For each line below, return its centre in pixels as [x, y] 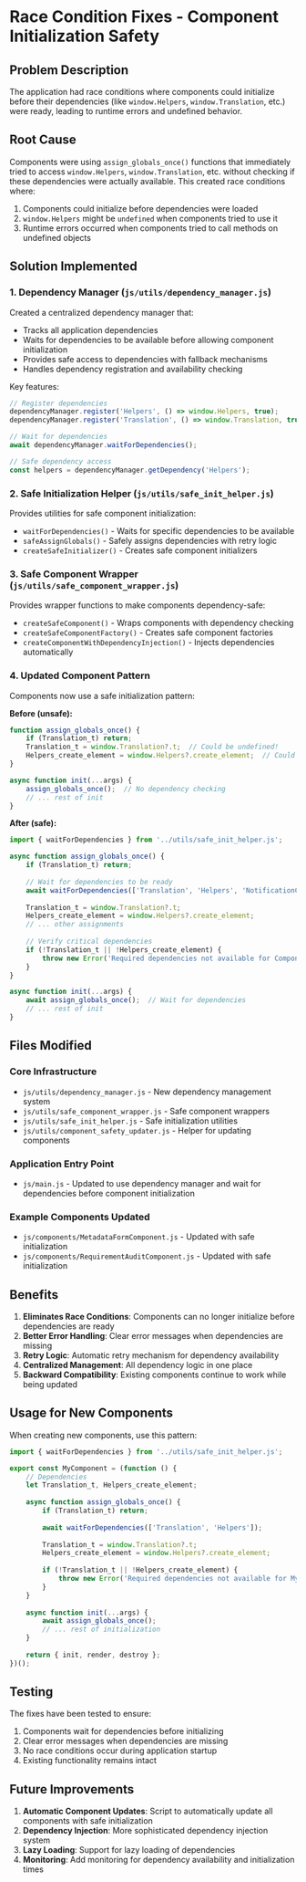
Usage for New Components [92, 1413]
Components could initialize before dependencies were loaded [140, 208]
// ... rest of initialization [102, 1630]
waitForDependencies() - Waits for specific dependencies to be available [158, 530]
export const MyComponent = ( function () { [93, 1468]
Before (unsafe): [41, 713]
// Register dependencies [58, 403]
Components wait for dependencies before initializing [123, 1731]
